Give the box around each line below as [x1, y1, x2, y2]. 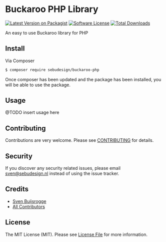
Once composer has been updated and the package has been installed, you [5, 76, 161, 82]
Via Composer [5, 58, 35, 64]
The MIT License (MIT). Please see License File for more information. [5, 231, 147, 237]
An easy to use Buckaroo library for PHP [5, 30, 88, 36]
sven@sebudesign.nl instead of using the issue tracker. [5, 170, 119, 176]
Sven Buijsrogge [12, 198, 46, 204]
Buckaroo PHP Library [5, 4, 98, 15]
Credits [5, 185, 29, 193]
